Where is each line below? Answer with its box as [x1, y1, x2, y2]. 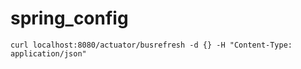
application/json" [10, 48, 87, 59]
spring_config [10, 7, 129, 30]
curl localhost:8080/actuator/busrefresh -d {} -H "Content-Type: [10, 40, 293, 50]
